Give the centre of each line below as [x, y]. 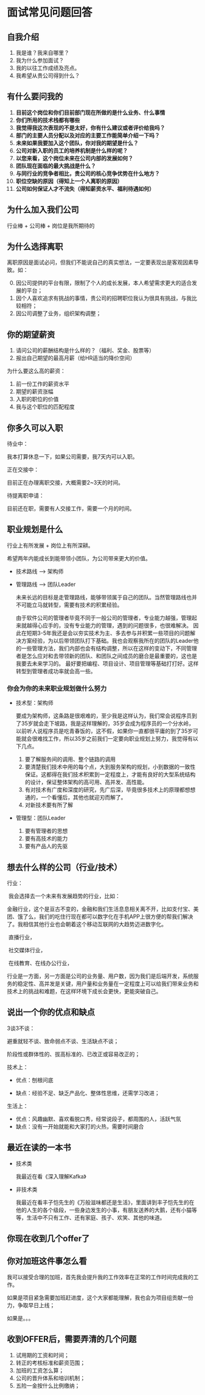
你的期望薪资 [31, 334]
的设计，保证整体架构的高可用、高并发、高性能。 [86, 782]
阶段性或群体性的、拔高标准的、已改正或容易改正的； [74, 1054]
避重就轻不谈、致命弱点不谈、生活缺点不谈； [63, 1041]
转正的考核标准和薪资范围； [50, 1363]
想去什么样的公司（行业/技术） [64, 867]
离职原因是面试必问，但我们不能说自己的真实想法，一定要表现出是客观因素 [100, 262]
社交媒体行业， [27, 950]
